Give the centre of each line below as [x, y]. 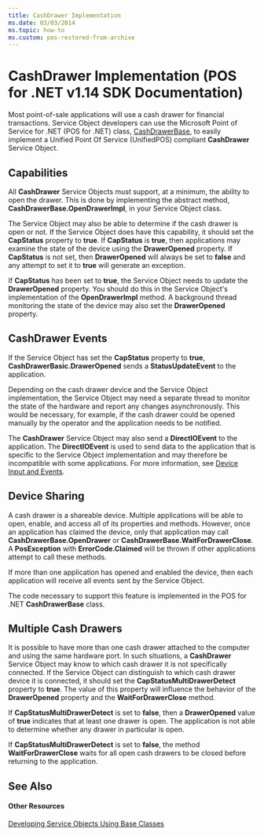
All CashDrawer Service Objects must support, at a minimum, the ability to [129, 192]
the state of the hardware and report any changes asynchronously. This [124, 406]
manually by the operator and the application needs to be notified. [115, 423]
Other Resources [37, 806]
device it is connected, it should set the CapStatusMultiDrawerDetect [122, 681]
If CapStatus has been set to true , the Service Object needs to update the [128, 280]
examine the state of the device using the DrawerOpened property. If [121, 249]
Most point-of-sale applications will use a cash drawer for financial [116, 115]
